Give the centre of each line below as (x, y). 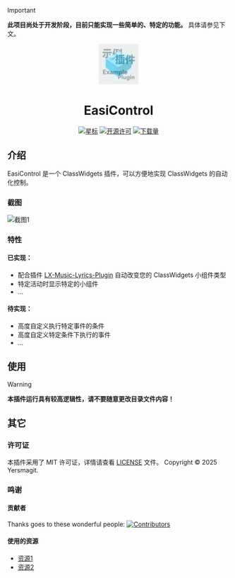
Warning (19, 384)
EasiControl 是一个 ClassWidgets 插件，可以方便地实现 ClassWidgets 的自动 (117, 174)
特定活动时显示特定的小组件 (58, 283)
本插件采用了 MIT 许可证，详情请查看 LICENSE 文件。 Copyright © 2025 (112, 462)
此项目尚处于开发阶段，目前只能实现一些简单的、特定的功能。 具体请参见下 (116, 25)
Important (22, 10)
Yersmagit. (23, 470)
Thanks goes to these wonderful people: (66, 524)
